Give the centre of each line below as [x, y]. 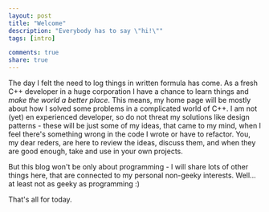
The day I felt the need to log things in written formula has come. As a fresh [133, 83]
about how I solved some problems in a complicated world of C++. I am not [133, 108]
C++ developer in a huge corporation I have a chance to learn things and [128, 92]
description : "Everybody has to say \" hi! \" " [86, 31]
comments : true [34, 53]
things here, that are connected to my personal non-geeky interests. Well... [132, 175]
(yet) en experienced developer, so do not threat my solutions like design [129, 117]
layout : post [30, 16]
